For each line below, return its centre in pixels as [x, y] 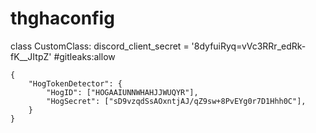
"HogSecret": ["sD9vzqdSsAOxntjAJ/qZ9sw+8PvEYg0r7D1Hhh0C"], [176, 101]
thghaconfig [62, 18]
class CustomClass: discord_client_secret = [100, 46]
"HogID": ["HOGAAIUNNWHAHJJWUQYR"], [122, 92]
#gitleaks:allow [84, 56]
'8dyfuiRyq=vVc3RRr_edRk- [249, 46]
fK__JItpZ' [31, 56]
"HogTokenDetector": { [75, 83]
